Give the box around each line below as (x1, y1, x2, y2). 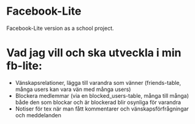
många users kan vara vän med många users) (15, 86, 131, 93)
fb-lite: (6, 59, 43, 73)
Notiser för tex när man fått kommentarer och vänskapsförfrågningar (15, 105, 189, 112)
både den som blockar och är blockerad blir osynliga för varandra (15, 98, 182, 106)
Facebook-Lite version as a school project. (6, 24, 114, 32)
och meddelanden (15, 111, 61, 119)
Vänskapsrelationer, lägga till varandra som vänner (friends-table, (15, 79, 182, 86)
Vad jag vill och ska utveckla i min (6, 46, 182, 60)
